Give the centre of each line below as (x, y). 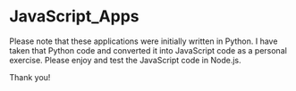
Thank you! (30, 77)
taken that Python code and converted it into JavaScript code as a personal (148, 50)
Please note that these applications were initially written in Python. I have (144, 41)
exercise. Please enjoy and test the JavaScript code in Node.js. (125, 60)
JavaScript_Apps (74, 17)
